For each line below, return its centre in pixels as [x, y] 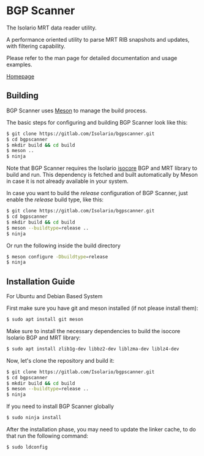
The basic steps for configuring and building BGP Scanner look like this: [97, 122]
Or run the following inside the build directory [63, 245]
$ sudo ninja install [34, 418]
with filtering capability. [36, 46]
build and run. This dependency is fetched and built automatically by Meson [102, 175]
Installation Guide [41, 281]
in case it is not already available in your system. [67, 181]
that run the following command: [47, 436]
